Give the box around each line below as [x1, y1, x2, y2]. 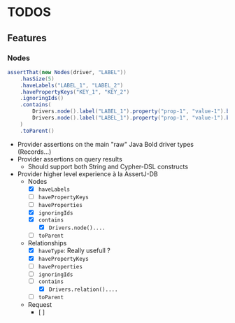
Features [7, 32, 47, 44]
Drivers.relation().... [48, 286, 118, 293]
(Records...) [17, 148, 52, 156]
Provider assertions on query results [17, 155, 122, 163]
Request [27, 300, 52, 308]
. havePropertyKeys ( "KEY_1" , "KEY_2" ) [20, 88, 130, 95]
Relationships [27, 238, 67, 247]
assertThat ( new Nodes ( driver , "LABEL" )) [7, 69, 127, 76]
